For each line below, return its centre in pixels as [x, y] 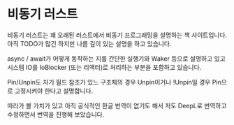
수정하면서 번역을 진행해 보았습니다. [56, 114]
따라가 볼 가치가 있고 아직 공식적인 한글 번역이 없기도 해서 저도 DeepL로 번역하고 [117, 105]
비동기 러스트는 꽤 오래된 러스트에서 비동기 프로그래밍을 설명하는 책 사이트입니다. [117, 35]
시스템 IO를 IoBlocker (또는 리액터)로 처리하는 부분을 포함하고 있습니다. [104, 67]
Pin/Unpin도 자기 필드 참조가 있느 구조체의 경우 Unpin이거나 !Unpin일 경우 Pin [114, 82]
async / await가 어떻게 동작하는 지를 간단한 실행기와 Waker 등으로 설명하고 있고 [116, 58]
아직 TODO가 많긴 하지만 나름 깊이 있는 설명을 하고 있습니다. [89, 43]
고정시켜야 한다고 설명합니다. [54, 91]
